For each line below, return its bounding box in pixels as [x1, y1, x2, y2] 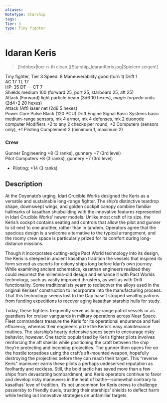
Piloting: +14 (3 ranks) [12, 165, 58, 171]
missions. [24, 240, 44, 247]
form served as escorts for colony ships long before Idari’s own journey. [5, 261, 153, 267]
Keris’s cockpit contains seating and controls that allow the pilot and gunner [5, 219, 161, 225]
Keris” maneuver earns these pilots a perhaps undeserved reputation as [5, 361, 153, 367]
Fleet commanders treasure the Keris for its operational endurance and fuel [5, 318, 160, 324]
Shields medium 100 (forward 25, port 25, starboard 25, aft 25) [5, 89, 134, 95]
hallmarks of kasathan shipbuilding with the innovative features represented [5, 209, 161, 215]
